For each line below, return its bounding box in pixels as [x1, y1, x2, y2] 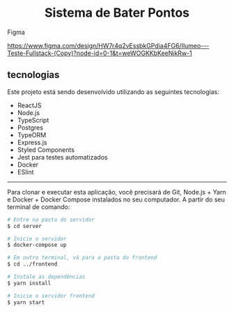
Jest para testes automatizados [17, 153, 108, 161]
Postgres [17, 123, 44, 132]
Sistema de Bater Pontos [44, 5, 190, 21]
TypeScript [17, 116, 49, 124]
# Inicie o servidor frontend [7, 292, 95, 299]
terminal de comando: [7, 202, 70, 211]
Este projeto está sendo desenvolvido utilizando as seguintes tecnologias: [7, 87, 219, 96]
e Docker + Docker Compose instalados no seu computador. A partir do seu [7, 195, 225, 204]
